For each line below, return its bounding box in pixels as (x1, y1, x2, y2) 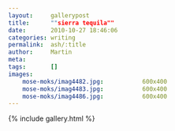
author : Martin (8, 48, 73, 56)
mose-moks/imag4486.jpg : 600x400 (22, 92, 168, 100)
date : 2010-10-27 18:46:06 (8, 26, 118, 34)
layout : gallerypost (8, 11, 90, 20)
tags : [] (8, 63, 58, 71)
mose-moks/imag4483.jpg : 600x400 (22, 84, 168, 93)
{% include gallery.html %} (8, 114, 95, 123)
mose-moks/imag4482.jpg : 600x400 (22, 77, 168, 85)
